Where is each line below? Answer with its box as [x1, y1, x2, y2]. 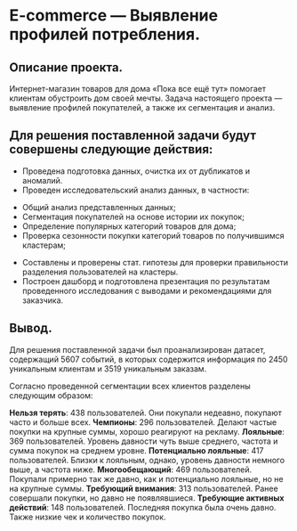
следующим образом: [9, 389, 93, 401]
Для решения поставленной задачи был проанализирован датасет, [9, 344, 266, 355]
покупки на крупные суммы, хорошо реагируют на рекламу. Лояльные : [9, 426, 285, 437]
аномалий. [21, 175, 63, 185]
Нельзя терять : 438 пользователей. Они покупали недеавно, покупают [9, 407, 283, 418]
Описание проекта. [9, 60, 123, 75]
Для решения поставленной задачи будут [9, 128, 256, 143]
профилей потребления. [9, 24, 200, 45]
